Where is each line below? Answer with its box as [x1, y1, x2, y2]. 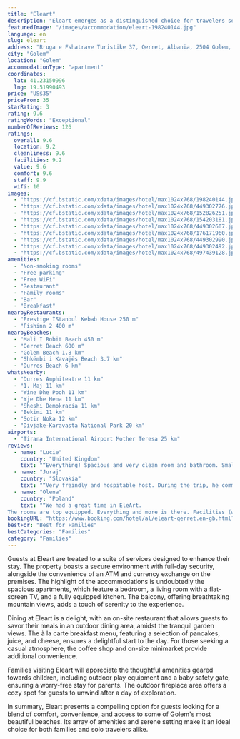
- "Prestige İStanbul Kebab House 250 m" [14, 316, 139, 323]
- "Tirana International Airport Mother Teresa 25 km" [14, 435, 181, 443]
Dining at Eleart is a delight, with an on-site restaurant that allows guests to [7, 613, 229, 622]
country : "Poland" [20, 495, 75, 502]
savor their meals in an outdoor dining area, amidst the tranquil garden [7, 621, 214, 630]
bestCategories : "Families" [7, 528, 91, 536]
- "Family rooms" [14, 289, 66, 296]
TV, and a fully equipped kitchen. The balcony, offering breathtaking [29, 592, 230, 600]
